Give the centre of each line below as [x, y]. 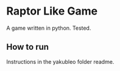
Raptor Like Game [52, 11]
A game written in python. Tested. [49, 28]
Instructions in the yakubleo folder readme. [60, 61]
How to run [28, 47]
